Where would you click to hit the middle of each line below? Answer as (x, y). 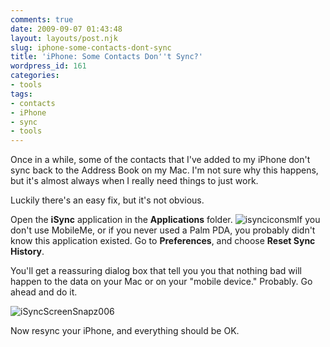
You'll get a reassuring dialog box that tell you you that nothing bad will (156, 271)
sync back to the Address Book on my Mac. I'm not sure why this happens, (164, 170)
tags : (21, 94)
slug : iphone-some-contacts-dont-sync (91, 47)
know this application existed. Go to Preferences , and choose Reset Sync (163, 241)
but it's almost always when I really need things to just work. (134, 181)
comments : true (42, 19)
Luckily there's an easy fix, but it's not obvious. (107, 200)
